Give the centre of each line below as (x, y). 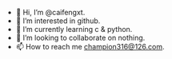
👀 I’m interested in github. (58, 21)
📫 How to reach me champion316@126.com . (90, 47)
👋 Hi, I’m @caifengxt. (50, 12)
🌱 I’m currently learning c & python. (74, 29)
